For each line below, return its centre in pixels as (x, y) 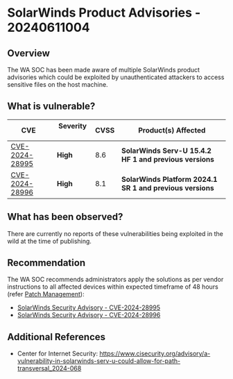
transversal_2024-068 (49, 369)
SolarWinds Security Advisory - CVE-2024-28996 (89, 315)
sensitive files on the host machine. (58, 84)
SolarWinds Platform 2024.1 (169, 179)
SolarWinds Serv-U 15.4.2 (166, 151)
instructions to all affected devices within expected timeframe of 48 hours (113, 287)
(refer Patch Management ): (46, 294)
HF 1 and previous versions (168, 159)
